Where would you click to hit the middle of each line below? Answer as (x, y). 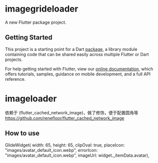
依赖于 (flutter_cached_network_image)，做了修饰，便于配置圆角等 (72, 113)
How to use (22, 133)
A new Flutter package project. (36, 22)
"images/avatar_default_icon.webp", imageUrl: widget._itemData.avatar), (77, 155)
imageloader (31, 98)
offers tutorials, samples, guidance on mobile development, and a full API (78, 74)
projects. (14, 59)
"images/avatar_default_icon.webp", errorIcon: (51, 150)
